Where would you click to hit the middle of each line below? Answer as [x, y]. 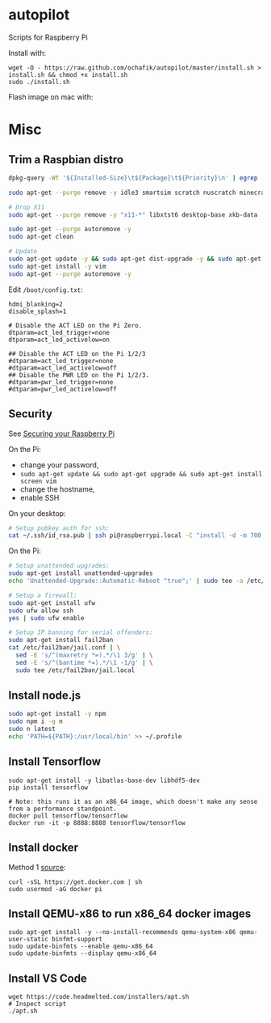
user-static [28, 940]
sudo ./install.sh [39, 82]
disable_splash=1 [38, 311]
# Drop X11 [27, 207]
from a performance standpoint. [63, 809]
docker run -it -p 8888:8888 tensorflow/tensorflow [97, 822]
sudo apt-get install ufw [52, 603]
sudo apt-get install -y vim [57, 266]
